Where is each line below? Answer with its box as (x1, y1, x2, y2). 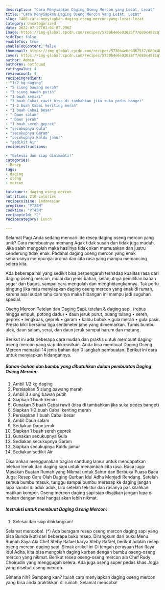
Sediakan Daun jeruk (12, 423, 55, 429)
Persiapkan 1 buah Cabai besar (12, 413, 75, 418)
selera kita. (5, 261, 28, 267)
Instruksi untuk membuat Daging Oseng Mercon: (5, 506, 107, 512)
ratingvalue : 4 (5, 67, 37, 72)
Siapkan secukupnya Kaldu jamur (12, 443, 80, 450)
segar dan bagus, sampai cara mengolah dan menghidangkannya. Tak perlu (5, 281, 159, 287)
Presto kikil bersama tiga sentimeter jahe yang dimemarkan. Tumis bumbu (5, 322, 155, 327)
